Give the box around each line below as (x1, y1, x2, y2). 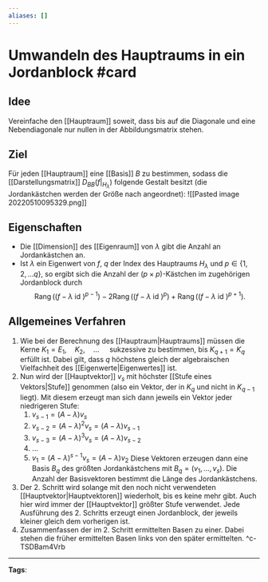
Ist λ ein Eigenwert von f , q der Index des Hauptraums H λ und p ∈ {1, (19, 259, 248, 270)
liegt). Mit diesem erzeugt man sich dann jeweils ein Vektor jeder (19, 393, 233, 402)
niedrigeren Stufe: (19, 401, 80, 411)
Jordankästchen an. (19, 250, 86, 260)
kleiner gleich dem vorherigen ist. (19, 516, 130, 526)
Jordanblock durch (19, 277, 83, 288)
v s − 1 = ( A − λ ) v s (31, 409, 88, 421)
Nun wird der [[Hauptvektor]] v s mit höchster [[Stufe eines (19, 372, 212, 384)
